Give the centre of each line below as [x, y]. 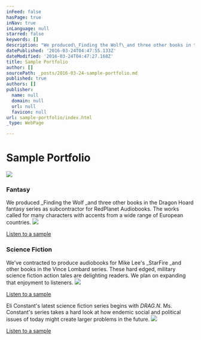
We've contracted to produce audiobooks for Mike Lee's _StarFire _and [94, 262]
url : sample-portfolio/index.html [49, 117]
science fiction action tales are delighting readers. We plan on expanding [96, 275]
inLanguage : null [28, 28]
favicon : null [29, 112]
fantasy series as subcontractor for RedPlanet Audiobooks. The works [93, 209]
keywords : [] [22, 40]
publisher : [20, 90]
